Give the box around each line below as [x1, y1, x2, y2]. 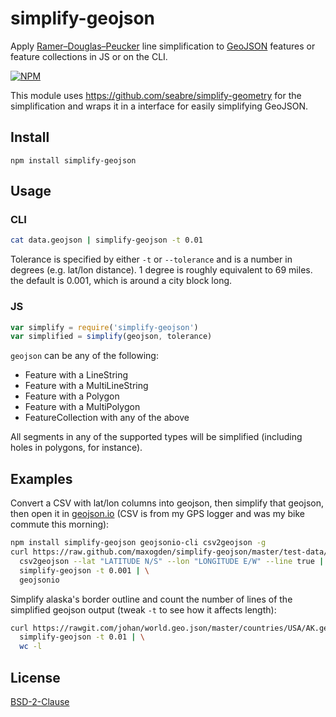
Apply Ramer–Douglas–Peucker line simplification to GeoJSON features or [10, 40, 316, 52]
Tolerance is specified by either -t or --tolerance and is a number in [10, 253, 293, 266]
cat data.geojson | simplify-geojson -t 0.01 [10, 235, 203, 246]
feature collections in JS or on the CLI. [10, 50, 168, 62]
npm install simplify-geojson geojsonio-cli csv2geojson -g [10, 538, 267, 548]
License [10, 669, 61, 686]
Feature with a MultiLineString [24, 380, 149, 392]
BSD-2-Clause [10, 695, 70, 707]
